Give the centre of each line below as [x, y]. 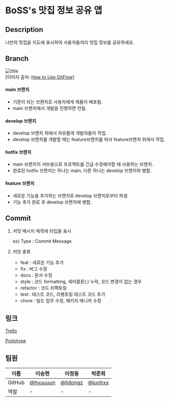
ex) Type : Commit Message [42, 241]
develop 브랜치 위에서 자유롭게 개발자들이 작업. [60, 133]
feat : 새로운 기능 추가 [42, 263]
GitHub [16, 383]
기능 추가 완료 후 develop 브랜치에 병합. [52, 202]
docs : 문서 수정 [36, 275]
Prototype [16, 341]
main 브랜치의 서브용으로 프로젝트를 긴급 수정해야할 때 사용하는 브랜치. [83, 164]
